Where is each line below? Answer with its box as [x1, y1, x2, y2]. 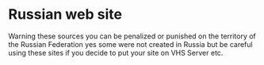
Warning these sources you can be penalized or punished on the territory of [8, 31, 256, 41]
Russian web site [8, 5, 123, 23]
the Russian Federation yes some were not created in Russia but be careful [8, 39, 253, 49]
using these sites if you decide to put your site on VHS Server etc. [8, 48, 224, 57]
